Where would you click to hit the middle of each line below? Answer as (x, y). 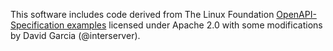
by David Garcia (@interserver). (75, 35)
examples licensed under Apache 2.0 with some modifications (194, 25)
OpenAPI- (296, 14)
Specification (37, 25)
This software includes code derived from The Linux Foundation (142, 14)
